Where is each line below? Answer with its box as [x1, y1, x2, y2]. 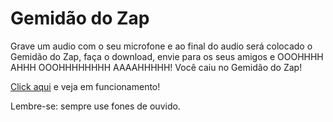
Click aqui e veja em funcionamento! [10, 80, 161, 92]
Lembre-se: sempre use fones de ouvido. [10, 100, 181, 112]
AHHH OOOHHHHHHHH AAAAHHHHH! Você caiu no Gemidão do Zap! [10, 61, 303, 73]
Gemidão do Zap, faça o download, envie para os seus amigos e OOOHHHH [10, 50, 324, 62]
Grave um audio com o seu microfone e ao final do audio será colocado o [10, 40, 313, 52]
